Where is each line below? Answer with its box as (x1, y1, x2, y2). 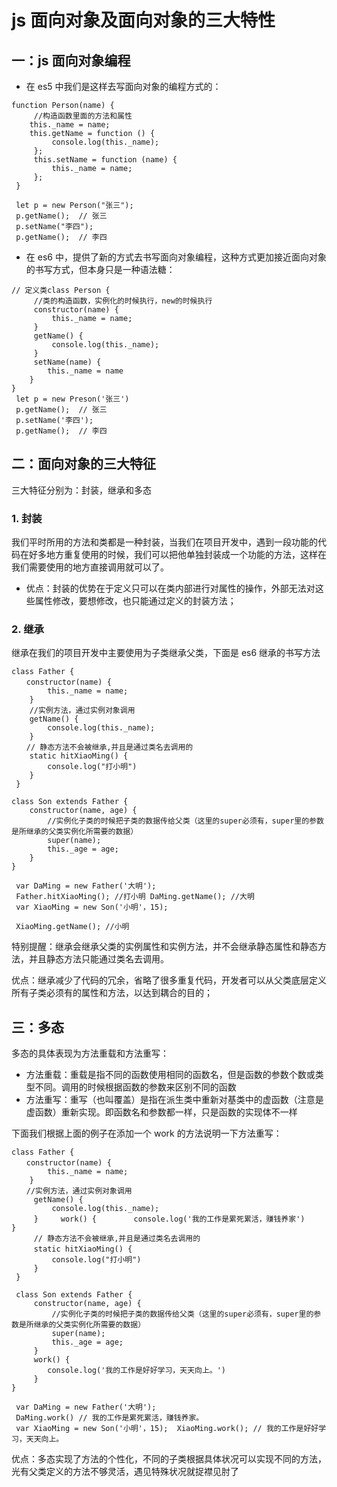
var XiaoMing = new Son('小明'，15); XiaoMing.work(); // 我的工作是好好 (15, 1424, 319, 1434)
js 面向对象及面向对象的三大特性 (11, 9, 276, 32)
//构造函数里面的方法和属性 (33, 111, 133, 121)
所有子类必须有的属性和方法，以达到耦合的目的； (11, 987, 213, 999)
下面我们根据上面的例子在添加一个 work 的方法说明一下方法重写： (11, 1127, 283, 1140)
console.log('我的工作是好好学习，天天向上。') (47, 1366, 227, 1376)
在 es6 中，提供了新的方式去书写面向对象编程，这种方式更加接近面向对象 (25, 251, 327, 263)
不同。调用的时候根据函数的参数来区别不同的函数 (34, 1081, 237, 1093)
